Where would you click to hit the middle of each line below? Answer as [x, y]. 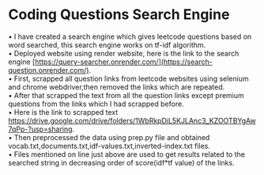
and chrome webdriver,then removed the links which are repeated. [117, 87]
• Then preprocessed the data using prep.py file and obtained [109, 137]
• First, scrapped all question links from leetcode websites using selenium [128, 78]
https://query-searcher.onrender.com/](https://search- [124, 62]
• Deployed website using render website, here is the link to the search [124, 53]
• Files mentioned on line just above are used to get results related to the [126, 154]
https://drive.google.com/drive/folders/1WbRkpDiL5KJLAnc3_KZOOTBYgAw [132, 120]
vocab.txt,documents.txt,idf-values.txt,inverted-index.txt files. [109, 146]
